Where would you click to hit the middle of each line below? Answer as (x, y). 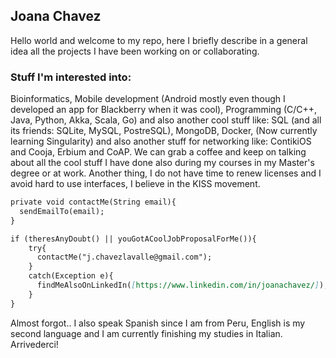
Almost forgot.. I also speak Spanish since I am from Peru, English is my (158, 323)
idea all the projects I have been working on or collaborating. (135, 51)
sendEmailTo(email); (62, 211)
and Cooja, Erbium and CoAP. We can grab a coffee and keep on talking (158, 152)
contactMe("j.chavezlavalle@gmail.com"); (124, 257)
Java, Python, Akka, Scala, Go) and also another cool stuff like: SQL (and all (166, 120)
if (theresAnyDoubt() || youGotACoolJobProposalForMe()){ (133, 239)
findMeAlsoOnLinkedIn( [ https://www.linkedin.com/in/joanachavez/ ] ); (182, 285)
